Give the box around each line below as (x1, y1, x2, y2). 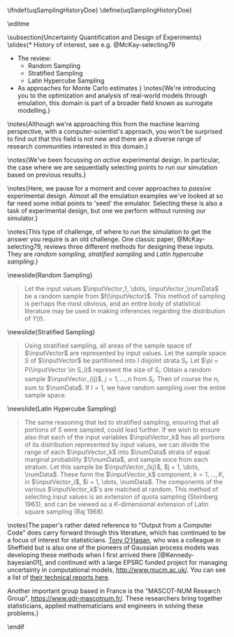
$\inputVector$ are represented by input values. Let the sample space (24, 349, 227, 357)
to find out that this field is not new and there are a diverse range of (7, 135, 201, 143)
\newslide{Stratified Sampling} (7, 328, 96, 336)
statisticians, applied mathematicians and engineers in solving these (7, 602, 204, 610)
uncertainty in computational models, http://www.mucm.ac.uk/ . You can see (7, 566, 226, 574)
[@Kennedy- (157, 551, 194, 559)
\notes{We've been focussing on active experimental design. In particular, (7, 156, 220, 164)
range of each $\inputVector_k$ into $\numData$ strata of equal (24, 448, 210, 456)
